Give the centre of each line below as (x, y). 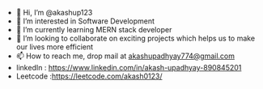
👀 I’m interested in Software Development (85, 21)
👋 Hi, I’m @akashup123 (54, 13)
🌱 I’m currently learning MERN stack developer (94, 30)
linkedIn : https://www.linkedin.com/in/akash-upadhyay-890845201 (129, 68)
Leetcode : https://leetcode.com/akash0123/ (89, 76)
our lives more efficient (55, 47)
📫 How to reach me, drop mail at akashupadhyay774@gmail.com (125, 56)
